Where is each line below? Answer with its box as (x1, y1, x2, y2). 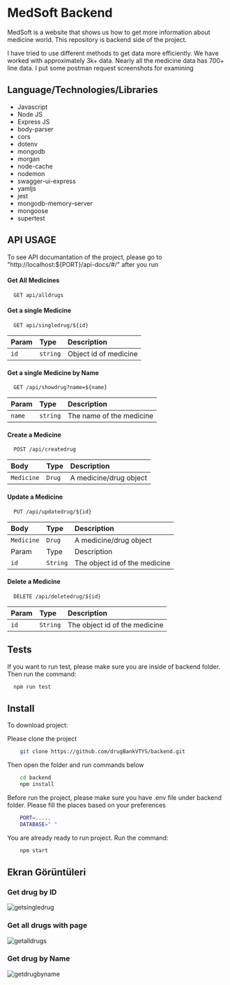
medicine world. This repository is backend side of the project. (7, 35, 187, 43)
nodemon (17, 169, 45, 177)
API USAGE (7, 234, 57, 246)
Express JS (17, 117, 50, 126)
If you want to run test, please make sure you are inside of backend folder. (7, 662, 221, 671)
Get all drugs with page (7, 921, 88, 931)
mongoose (17, 206, 49, 214)
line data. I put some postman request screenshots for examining (7, 64, 194, 72)
